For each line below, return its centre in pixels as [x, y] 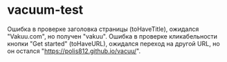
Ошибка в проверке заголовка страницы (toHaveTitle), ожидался [103, 29]
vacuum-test [45, 10]
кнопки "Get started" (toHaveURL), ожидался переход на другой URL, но [113, 43]
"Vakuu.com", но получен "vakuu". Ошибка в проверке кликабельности [112, 36]
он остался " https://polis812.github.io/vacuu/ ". [74, 51]
